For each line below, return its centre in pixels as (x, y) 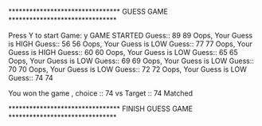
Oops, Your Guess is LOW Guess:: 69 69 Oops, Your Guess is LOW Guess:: (131, 61)
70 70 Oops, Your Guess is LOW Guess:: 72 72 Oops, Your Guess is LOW (127, 69)
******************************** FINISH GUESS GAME (101, 108)
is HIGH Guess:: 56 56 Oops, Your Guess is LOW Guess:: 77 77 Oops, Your (130, 44)
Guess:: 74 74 (31, 78)
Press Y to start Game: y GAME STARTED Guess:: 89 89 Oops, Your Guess (131, 35)
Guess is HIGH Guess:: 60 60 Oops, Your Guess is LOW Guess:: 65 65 (123, 52)
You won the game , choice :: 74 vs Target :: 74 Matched (101, 93)
